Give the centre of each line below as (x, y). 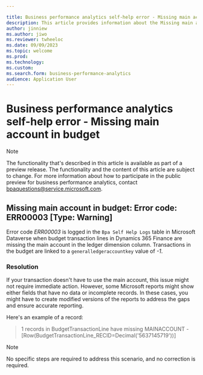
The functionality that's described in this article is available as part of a (94, 163)
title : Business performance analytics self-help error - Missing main (98, 17)
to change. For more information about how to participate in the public (94, 176)
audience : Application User (42, 79)
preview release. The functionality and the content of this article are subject (101, 169)
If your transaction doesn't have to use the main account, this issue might (98, 280)
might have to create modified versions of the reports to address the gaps (98, 299)
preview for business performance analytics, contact (72, 183)
